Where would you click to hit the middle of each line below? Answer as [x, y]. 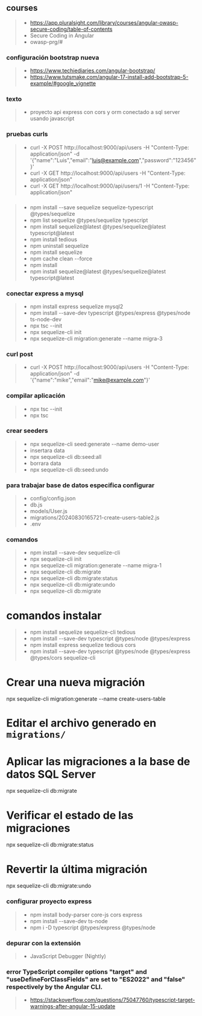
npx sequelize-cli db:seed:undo [69, 469]
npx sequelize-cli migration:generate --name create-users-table [86, 699]
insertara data [47, 450]
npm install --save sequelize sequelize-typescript [92, 207]
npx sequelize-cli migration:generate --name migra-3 [96, 338]
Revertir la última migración [77, 869]
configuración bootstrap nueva [53, 57]
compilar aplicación [36, 396]
